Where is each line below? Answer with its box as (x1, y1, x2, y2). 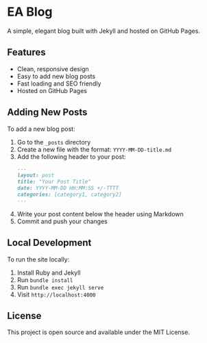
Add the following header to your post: (16, 152, 126, 161)
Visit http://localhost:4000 (16, 290, 96, 298)
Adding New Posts (7, 107, 88, 118)
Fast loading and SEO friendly (16, 79, 101, 88)
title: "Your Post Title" (16, 179, 91, 186)
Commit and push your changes (16, 217, 108, 225)
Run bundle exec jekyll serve (16, 283, 104, 291)
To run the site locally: (7, 255, 70, 264)
